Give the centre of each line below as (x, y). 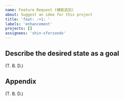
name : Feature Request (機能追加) (39, 10)
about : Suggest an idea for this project (49, 15)
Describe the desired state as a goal (62, 54)
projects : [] (19, 29)
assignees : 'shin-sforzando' (35, 33)
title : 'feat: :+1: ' (28, 19)
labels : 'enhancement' (29, 24)
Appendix (21, 82)
